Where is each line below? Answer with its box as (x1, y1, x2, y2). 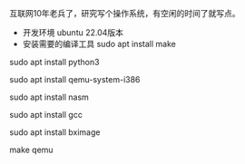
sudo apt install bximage (9, 127, 101, 138)
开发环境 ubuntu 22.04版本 (22, 27, 124, 38)
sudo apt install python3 (9, 57, 100, 67)
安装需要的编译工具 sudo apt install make (22, 39, 177, 49)
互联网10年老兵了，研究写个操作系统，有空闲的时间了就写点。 (9, 8, 240, 18)
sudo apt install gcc (9, 110, 83, 120)
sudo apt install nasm (9, 92, 89, 102)
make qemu (9, 144, 54, 155)
